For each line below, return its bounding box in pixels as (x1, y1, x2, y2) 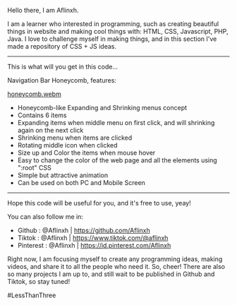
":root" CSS (17, 164, 51, 172)
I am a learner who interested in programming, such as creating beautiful (7, 20, 219, 28)
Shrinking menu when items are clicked (17, 133, 133, 142)
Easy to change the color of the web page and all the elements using (17, 156, 217, 165)
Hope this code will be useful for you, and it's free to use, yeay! (7, 199, 192, 207)
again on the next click (17, 126, 84, 134)
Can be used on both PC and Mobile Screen (17, 179, 146, 186)
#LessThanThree (7, 291, 56, 299)
